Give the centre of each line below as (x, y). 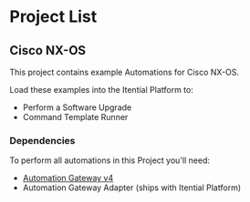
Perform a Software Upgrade (77, 107)
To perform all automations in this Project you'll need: (110, 160)
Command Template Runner (75, 117)
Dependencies (42, 140)
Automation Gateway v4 (68, 178)
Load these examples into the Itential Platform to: (101, 90)
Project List (53, 17)
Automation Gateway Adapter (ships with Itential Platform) (132, 187)
